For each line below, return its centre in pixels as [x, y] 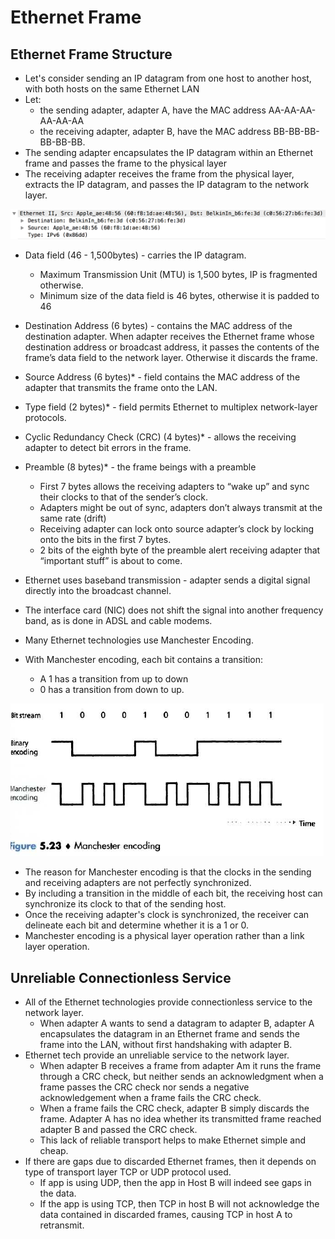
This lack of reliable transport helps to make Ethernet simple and [173, 1140]
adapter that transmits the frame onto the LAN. [121, 388]
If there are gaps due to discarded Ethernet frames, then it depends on [170, 1162]
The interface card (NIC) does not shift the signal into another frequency [174, 610]
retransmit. [62, 1225]
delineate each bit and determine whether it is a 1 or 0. [136, 925]
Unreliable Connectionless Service [121, 977]
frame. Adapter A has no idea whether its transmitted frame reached [180, 1119]
